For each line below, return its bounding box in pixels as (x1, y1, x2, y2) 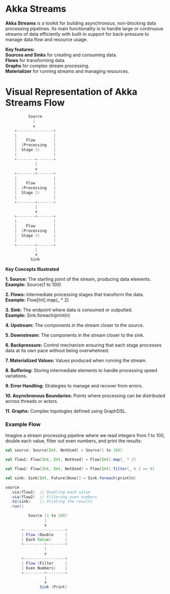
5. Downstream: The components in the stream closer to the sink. (5, 332, 144, 338)
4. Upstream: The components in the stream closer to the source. (5, 322, 144, 328)
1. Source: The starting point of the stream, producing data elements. (5, 276, 152, 282)
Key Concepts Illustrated (5, 266, 59, 272)
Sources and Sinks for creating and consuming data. (5, 52, 117, 58)
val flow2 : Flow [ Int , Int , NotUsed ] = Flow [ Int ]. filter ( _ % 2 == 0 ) (5, 466, 155, 472)
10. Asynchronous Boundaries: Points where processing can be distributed (5, 393, 165, 399)
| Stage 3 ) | (14, 233, 56, 238)
